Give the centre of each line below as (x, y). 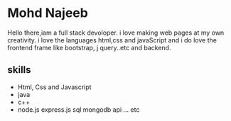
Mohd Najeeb (48, 13)
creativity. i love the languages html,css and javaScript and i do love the (112, 40)
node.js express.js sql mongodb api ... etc (79, 109)
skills (19, 70)
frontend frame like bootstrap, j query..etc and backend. (89, 47)
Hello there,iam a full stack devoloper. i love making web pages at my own (116, 33)
